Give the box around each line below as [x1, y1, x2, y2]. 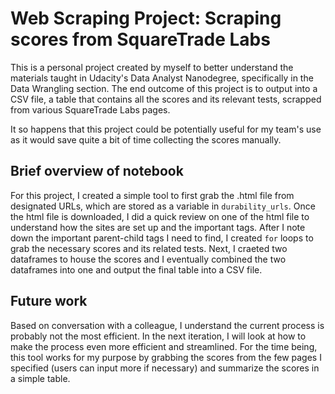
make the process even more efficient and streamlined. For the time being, [10, 340, 318, 352]
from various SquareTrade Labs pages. [10, 103, 171, 116]
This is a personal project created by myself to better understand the [10, 61, 294, 73]
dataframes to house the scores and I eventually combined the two [10, 253, 287, 265]
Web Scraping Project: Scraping [10, 7, 282, 30]
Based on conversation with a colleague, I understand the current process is [10, 319, 325, 331]
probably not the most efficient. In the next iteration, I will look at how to [10, 330, 307, 342]
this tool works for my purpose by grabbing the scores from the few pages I [10, 351, 322, 363]
